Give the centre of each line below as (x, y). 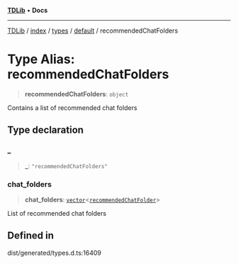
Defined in (31, 236)
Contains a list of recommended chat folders (72, 108)
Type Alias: (41, 59)
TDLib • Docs (28, 10)
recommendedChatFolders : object (76, 94)
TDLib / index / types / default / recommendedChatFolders (93, 31)
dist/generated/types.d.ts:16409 (54, 253)
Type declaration (45, 130)
